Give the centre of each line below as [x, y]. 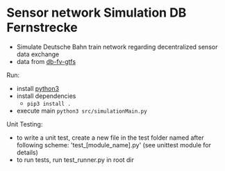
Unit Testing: [25, 124]
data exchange [38, 54]
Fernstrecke [42, 27]
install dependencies [46, 96]
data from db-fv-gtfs [46, 61]
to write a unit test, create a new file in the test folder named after [110, 138]
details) [27, 152]
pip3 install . [49, 104]
